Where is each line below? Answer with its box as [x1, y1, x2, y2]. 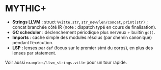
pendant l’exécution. [12, 39, 54, 45]
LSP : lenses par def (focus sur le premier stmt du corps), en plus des [12, 45, 153, 51]
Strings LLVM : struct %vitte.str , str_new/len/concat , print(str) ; [12, 19, 148, 25]
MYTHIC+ [5, 3, 47, 14]
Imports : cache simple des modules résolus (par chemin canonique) [12, 35, 152, 40]
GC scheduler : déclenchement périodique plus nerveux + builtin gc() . [12, 29, 156, 35]
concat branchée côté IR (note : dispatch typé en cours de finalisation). [12, 24, 157, 30]
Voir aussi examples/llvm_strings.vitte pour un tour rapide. [5, 59, 127, 65]
